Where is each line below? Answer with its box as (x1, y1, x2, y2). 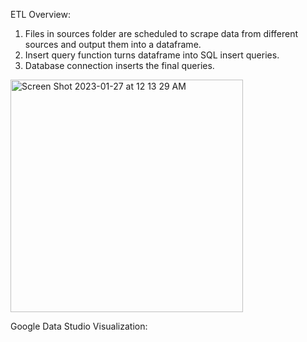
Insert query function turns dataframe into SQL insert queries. (24, 49, 280, 61)
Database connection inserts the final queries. (24, 60, 215, 71)
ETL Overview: (10, 9, 71, 20)
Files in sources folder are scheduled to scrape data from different (24, 28, 299, 39)
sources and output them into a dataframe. (24, 39, 202, 50)
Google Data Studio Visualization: (10, 320, 148, 332)
